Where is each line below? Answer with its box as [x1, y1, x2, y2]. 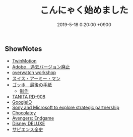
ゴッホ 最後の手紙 [12, 82, 52, 88]
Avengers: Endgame [12, 115, 54, 121]
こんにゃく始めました [39, 5, 128, 16]
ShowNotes [5, 44, 42, 53]
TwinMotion [12, 58, 37, 64]
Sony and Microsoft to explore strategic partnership [12, 104, 119, 111]
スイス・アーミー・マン [12, 76, 61, 82]
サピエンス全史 [12, 126, 43, 132]
